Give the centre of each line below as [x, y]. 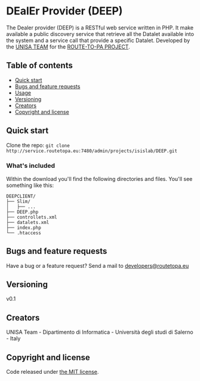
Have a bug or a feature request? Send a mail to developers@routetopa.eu [98, 265]
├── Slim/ [19, 201]
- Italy [13, 338]
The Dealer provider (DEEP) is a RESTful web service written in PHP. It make [100, 28]
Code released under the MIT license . [53, 372]
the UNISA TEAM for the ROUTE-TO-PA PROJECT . [68, 47]
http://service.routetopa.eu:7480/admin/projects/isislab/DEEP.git [92, 151]
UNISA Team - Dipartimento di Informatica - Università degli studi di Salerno [100, 332]
